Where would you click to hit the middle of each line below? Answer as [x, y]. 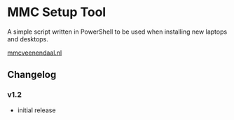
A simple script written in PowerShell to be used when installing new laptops [117, 32]
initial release [36, 110]
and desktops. [28, 39]
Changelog [32, 75]
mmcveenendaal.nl [35, 53]
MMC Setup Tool [57, 12]
